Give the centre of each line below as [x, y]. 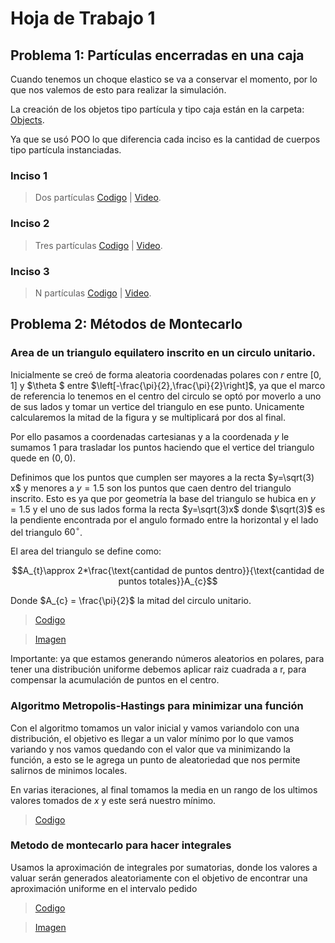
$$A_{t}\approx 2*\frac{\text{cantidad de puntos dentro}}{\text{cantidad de [168, 571]
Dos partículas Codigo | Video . [98, 198]
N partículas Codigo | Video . [93, 293]
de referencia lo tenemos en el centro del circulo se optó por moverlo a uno [166, 396]
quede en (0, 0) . [43, 458]
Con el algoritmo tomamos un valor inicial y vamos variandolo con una [155, 728]
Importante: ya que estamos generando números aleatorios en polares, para [167, 659]
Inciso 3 [30, 271]
